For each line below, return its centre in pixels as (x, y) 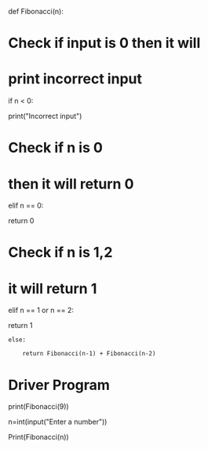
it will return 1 (53, 288)
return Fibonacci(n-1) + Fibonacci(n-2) (89, 354)
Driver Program (59, 385)
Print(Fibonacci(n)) (38, 437)
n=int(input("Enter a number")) (58, 422)
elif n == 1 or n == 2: (41, 311)
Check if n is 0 (56, 148)
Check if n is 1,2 (60, 253)
